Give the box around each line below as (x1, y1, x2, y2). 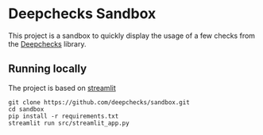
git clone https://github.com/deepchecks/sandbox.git (8, 98, 191, 107)
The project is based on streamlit (8, 83, 117, 92)
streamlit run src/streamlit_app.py (8, 119, 130, 127)
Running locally (8, 62, 87, 76)
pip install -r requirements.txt (8, 112, 119, 120)
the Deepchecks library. (8, 39, 87, 48)
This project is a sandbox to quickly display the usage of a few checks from (8, 31, 256, 40)
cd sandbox (8, 105, 44, 113)
